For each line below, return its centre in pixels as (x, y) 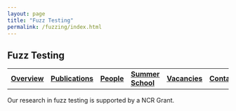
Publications (72, 79)
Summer (145, 74)
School (143, 83)
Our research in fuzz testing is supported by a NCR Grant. (91, 100)
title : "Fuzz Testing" (40, 20)
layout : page (26, 14)
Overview (27, 79)
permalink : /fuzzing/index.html (54, 27)
